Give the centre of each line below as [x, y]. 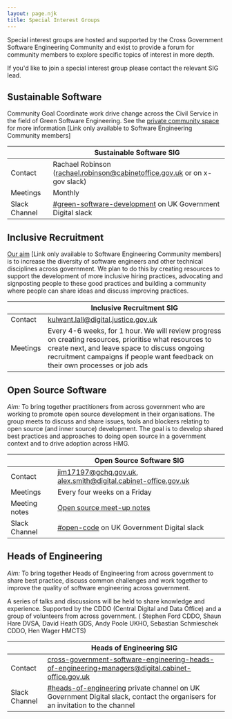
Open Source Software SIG [139, 460]
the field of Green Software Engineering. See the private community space [113, 121]
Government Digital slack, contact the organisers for [132, 696]
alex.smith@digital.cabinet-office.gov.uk [124, 480]
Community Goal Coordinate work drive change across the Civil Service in [113, 113]
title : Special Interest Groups [54, 20]
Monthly [66, 193]
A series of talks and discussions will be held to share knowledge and [106, 601]
